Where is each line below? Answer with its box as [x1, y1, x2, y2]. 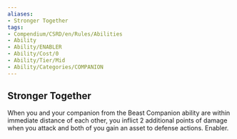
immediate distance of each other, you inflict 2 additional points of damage [7, 116, 228, 125]
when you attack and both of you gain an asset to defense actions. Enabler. [7, 124, 229, 133]
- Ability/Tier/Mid [7, 57, 66, 64]
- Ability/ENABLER [7, 43, 62, 51]
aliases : [7, 10, 34, 18]
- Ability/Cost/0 [7, 51, 59, 58]
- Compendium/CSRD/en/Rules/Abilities [7, 30, 123, 38]
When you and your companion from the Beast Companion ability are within [7, 108, 231, 118]
